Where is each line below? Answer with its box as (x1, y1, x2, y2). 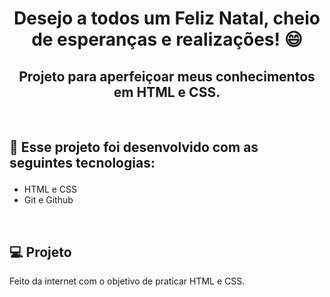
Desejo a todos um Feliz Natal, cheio (13, 7, 321, 30)
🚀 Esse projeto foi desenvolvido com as (9, 139, 259, 156)
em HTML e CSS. (113, 83, 221, 101)
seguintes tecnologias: (9, 155, 156, 172)
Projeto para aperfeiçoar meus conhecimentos (18, 68, 316, 85)
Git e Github (23, 194, 74, 206)
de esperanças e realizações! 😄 (31, 28, 303, 51)
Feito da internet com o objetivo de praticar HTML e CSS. (9, 275, 246, 287)
